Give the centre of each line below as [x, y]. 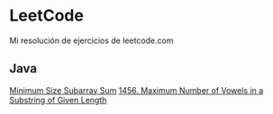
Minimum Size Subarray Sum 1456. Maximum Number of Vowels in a [136, 90]
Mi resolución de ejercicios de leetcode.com [91, 40]
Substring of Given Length [58, 100]
